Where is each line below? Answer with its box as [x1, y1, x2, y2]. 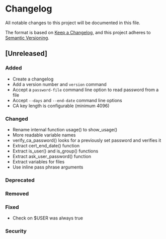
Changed [5, 115, 29, 122]
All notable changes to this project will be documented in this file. [5, 20, 141, 26]
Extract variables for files [12, 158, 65, 165]
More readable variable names [12, 132, 76, 138]
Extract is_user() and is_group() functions [12, 148, 99, 154]
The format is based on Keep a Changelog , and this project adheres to [5, 29, 151, 35]
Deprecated [5, 177, 35, 184]
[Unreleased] [5, 49, 48, 58]
